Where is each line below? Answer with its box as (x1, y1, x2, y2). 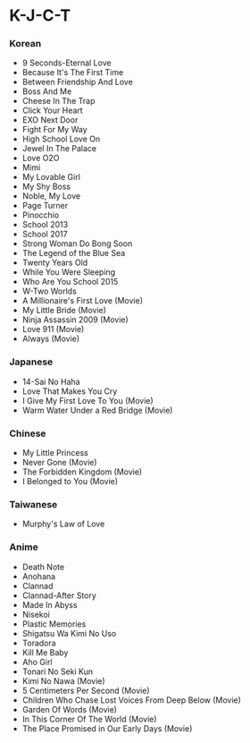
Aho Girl (21, 656, 53, 667)
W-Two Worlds (21, 286, 78, 296)
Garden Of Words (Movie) (21, 704, 118, 714)
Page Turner (21, 201, 69, 211)
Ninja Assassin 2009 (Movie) (21, 314, 129, 325)
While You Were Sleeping (21, 267, 116, 278)
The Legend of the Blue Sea (21, 248, 126, 259)
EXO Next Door (21, 115, 79, 125)
